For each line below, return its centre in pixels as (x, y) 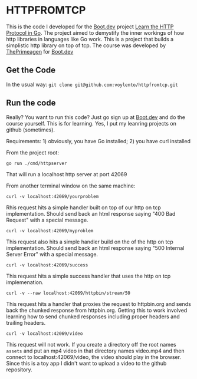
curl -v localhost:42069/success (47, 265)
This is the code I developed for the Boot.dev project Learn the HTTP (90, 27)
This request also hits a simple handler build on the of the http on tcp (90, 242)
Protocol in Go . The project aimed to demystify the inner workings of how (95, 32)
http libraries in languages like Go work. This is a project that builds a (90, 39)
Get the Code (31, 70)
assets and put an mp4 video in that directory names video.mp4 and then (95, 351)
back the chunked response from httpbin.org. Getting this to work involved (97, 310)
